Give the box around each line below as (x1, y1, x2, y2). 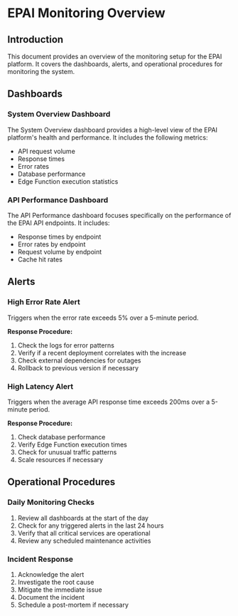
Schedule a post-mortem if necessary (17, 600, 129, 609)
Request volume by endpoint (17, 247, 102, 256)
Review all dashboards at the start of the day (17, 513, 149, 522)
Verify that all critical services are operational (17, 528, 151, 537)
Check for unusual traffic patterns (17, 447, 117, 456)
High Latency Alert (7, 381, 73, 391)
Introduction (7, 33, 64, 46)
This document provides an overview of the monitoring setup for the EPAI (7, 52, 222, 61)
